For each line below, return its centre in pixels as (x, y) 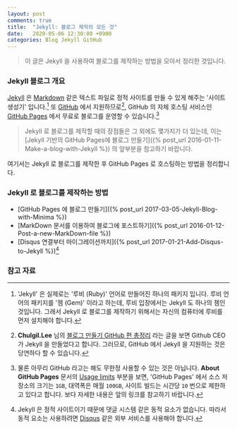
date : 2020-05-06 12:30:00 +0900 (60, 34)
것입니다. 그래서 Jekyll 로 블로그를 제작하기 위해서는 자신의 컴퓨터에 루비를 (120, 311)
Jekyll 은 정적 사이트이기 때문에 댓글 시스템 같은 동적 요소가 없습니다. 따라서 (122, 409)
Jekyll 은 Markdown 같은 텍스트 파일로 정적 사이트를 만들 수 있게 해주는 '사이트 (116, 98)
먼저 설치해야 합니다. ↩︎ (49, 320)
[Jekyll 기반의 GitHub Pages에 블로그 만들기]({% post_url (105, 140)
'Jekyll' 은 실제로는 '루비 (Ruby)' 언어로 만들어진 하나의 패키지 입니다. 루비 (120, 294)
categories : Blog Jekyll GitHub (55, 40)
